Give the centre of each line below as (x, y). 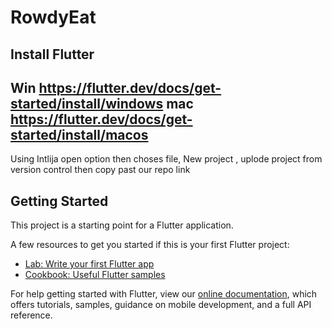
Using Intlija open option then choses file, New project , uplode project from (166, 159)
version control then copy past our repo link (100, 170)
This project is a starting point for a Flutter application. (122, 225)
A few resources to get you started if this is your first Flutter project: (150, 245)
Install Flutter (52, 54)
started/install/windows (87, 103)
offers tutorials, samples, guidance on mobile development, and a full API (161, 305)
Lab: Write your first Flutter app (89, 264)
